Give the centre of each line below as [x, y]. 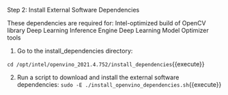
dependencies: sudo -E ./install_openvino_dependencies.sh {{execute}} [119, 84]
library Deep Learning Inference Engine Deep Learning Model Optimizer [108, 30]
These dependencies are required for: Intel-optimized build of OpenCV [106, 23]
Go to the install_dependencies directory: [75, 51]
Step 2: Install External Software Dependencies [73, 10]
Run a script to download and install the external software [98, 77]
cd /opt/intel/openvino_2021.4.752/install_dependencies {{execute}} [106, 64]
